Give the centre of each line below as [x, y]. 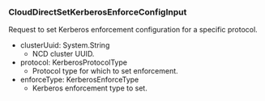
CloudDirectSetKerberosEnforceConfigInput [98, 12]
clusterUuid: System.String [65, 45]
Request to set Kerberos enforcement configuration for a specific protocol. [133, 30]
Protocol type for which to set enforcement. [105, 71]
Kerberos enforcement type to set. [90, 88]
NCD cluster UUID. [63, 54]
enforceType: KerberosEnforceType [79, 80]
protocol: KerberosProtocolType [74, 62]
